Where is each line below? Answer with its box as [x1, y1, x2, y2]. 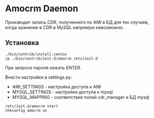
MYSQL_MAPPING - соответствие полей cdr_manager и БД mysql [12, 94, 150, 100]
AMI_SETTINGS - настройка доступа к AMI [12, 84, 102, 89]
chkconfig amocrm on [5, 108, 48, 113]
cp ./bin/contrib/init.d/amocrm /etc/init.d [5, 56, 98, 61]
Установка [5, 39, 39, 47]
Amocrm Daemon [5, 3, 79, 14]
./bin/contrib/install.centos [5, 52, 67, 57]
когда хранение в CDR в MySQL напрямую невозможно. [5, 24, 124, 30]
